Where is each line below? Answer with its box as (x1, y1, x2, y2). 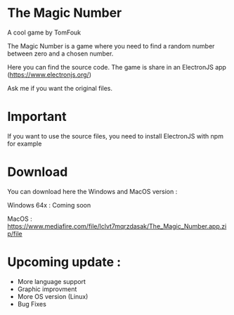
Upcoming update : (7, 255, 122, 270)
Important (7, 109, 67, 124)
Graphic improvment (17, 285, 77, 293)
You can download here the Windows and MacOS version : (7, 187, 178, 195)
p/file (7, 229, 22, 238)
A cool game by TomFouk (7, 28, 82, 37)
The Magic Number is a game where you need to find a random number (7, 41, 215, 50)
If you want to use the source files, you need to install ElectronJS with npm (7, 131, 223, 140)
